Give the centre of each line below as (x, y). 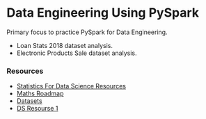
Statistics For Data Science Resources (71, 86)
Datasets (29, 101)
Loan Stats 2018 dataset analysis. (64, 45)
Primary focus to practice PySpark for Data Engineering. (87, 32)
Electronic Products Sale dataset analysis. (77, 53)
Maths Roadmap (40, 94)
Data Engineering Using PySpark (103, 13)
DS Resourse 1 (37, 109)
